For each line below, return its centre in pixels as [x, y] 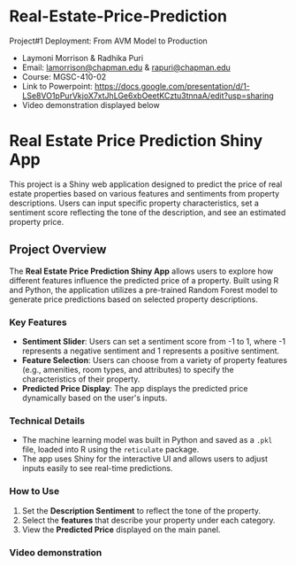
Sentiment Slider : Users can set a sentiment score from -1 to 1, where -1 [153, 341]
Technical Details [47, 421]
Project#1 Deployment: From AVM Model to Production [108, 41]
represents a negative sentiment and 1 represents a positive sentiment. [151, 351]
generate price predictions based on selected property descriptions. [133, 299]
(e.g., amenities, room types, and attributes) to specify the [128, 369]
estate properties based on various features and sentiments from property [144, 193]
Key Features [38, 322]
